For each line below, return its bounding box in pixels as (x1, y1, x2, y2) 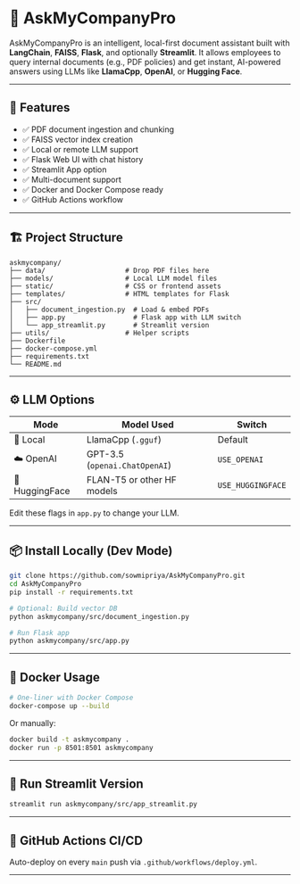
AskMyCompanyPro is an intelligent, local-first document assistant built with (9, 37, 290, 48)
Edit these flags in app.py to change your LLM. (9, 508, 180, 518)
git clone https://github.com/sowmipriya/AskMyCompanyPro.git (9, 571, 246, 581)
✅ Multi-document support (21, 174, 122, 185)
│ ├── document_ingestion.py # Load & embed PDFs (9, 305, 210, 314)
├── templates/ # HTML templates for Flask (9, 289, 229, 298)
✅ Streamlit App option (21, 164, 107, 175)
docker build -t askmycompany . (9, 735, 129, 744)
